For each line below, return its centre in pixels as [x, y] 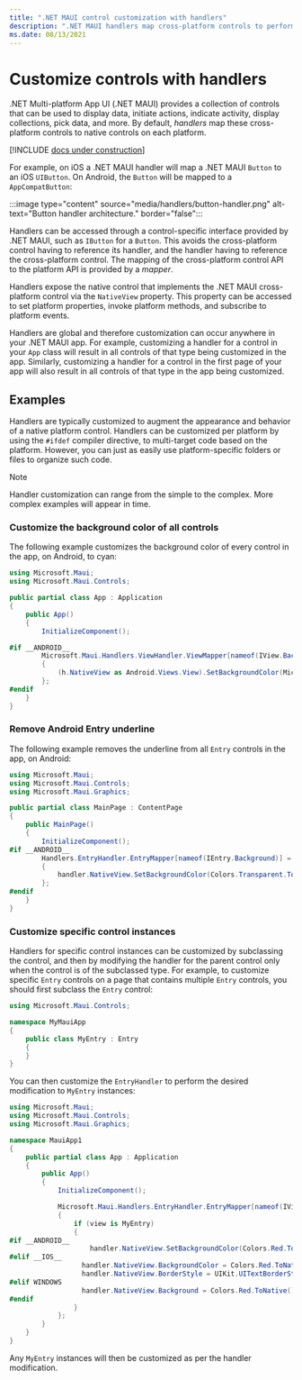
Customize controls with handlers [138, 79]
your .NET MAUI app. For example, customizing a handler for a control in [144, 342]
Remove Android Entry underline [82, 729]
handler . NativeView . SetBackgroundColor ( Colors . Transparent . [172, 875]
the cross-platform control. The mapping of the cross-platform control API [147, 260]
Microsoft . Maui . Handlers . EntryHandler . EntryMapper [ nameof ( [170, 1207]
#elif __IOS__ [36, 1257]
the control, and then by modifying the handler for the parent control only [145, 961]
